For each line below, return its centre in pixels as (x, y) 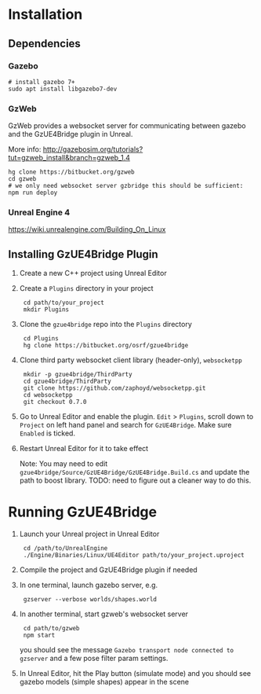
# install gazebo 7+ (42, 82)
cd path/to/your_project (63, 303)
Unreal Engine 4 (39, 212)
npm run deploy (33, 193)
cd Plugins (41, 339)
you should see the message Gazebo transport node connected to (127, 650)
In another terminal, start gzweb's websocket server (104, 614)
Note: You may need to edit (63, 464)
